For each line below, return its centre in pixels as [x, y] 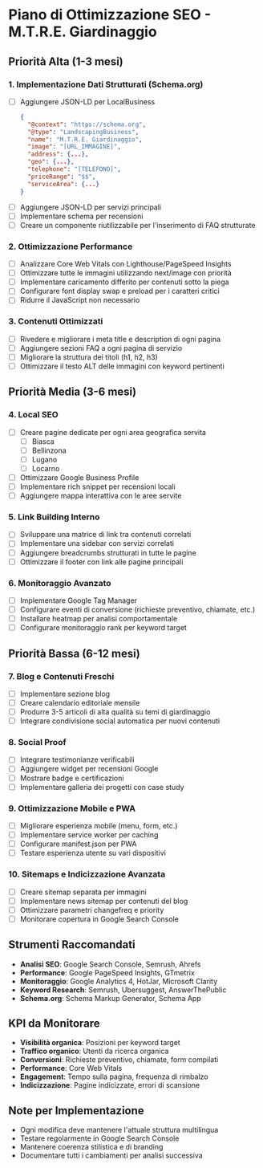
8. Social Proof [37, 743]
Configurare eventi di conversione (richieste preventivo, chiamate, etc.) [138, 609]
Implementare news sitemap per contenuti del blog [104, 901]
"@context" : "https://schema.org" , [87, 124]
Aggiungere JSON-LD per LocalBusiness [87, 101]
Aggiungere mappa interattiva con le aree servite [101, 496]
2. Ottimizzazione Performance [71, 246]
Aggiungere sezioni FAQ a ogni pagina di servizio [101, 348]
